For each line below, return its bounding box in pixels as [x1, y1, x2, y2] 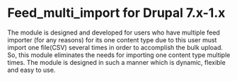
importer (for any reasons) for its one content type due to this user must [7, 35, 217, 44]
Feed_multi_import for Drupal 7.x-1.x [7, 5, 226, 21]
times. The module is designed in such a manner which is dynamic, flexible [7, 58, 226, 66]
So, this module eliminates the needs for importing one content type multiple [7, 51, 231, 59]
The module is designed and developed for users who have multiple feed [7, 28, 221, 37]
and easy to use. [7, 66, 56, 74]
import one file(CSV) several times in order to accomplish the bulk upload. [7, 43, 224, 51]
